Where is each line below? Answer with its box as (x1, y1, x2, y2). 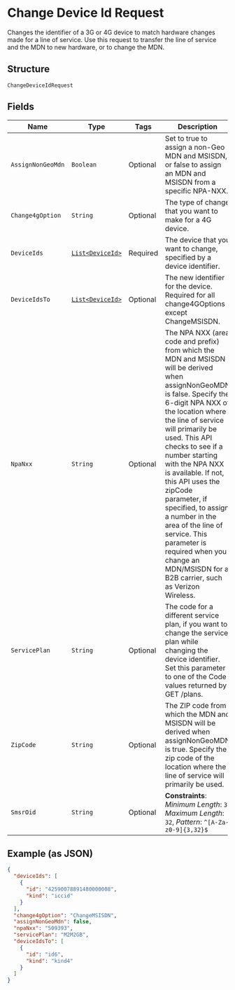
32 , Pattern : (164, 817, 203, 827)
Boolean (71, 160, 97, 169)
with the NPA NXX (164, 459, 225, 468)
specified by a (164, 252, 212, 262)
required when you (164, 546, 227, 556)
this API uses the (164, 476, 220, 486)
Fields (7, 101, 35, 113)
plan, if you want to (164, 619, 228, 629)
